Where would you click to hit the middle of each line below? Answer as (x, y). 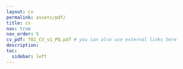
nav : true (19, 28)
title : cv (19, 23)
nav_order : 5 (23, 34)
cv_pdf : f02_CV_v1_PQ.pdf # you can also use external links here (91, 40)
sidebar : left (29, 56)
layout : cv (20, 12)
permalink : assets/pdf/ (36, 17)
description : (23, 46)
